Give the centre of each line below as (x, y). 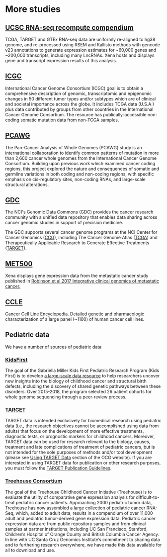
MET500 (19, 264)
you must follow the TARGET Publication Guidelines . (58, 468)
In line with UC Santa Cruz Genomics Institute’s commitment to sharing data (83, 539)
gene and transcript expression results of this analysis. (61, 60)
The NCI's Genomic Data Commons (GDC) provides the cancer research (79, 212)
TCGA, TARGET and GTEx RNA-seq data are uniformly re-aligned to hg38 (80, 39)
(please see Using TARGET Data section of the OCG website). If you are (79, 458)
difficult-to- (148, 497)
